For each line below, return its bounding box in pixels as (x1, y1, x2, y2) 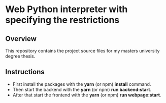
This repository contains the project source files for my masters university (5, 48, 160, 54)
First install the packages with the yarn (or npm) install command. (12, 81, 151, 87)
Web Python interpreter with (5, 4, 128, 15)
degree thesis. (5, 53, 36, 59)
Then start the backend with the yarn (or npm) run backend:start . (12, 86, 151, 92)
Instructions (5, 68, 45, 76)
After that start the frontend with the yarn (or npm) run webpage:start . (12, 92, 161, 98)
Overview (5, 34, 37, 43)
